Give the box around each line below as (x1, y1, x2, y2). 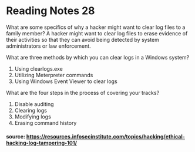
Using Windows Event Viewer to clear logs (14, 78, 117, 85)
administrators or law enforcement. (6, 42, 91, 49)
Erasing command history (14, 119, 77, 126)
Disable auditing (14, 100, 54, 107)
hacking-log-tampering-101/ (6, 139, 78, 146)
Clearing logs (14, 107, 47, 114)
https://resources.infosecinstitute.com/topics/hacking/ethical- (26, 133, 185, 140)
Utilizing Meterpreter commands (14, 71, 93, 78)
